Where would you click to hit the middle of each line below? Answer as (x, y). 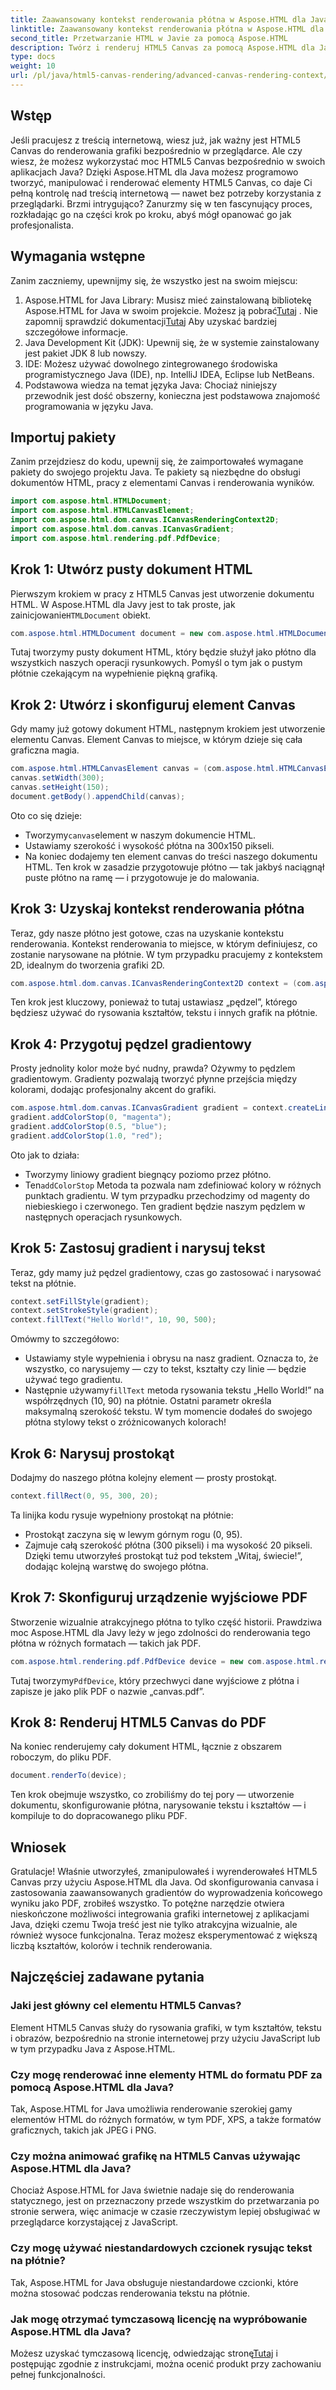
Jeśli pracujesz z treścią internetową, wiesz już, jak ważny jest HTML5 (155, 140)
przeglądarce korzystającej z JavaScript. (94, 2222)
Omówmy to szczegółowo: (65, 1339)
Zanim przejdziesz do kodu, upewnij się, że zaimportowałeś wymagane (157, 462)
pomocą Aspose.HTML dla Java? (92, 2087)
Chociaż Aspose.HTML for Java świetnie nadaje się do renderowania (152, 2190)
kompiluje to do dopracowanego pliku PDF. (99, 1816)
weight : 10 (33, 66)
